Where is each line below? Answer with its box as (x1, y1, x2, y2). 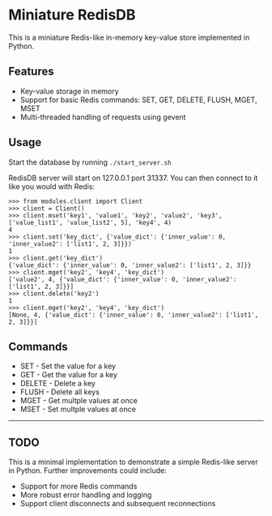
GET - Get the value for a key (19, 370, 117, 380)
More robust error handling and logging (19, 490, 152, 500)
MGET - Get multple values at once (19, 396, 138, 406)
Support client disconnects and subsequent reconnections (19, 499, 216, 509)
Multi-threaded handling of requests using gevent (19, 112, 186, 122)
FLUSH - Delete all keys (19, 387, 100, 397)
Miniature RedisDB (8, 6, 136, 24)
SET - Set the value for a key (19, 361, 116, 371)
